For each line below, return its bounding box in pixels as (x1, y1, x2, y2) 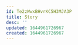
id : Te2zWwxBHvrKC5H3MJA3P (6, 8, 72, 15)
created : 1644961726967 (6, 30, 65, 36)
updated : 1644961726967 (6, 25, 65, 31)
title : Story (6, 14, 38, 20)
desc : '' (6, 19, 28, 25)
